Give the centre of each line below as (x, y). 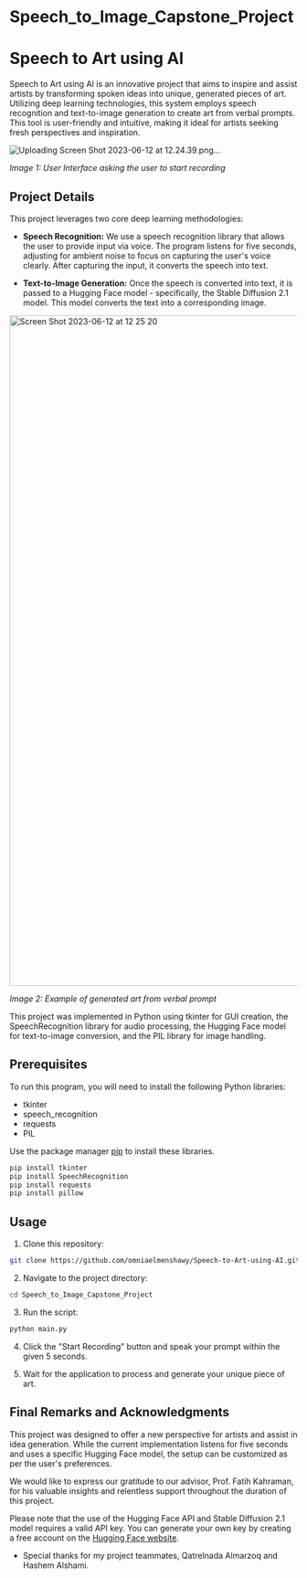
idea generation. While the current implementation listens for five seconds (149, 1444)
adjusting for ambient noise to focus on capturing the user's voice (147, 255)
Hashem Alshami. (56, 1565)
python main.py (38, 1329)
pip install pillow (47, 1193)
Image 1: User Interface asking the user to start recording (117, 168)
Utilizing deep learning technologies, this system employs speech (133, 103)
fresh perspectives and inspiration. (75, 132)
